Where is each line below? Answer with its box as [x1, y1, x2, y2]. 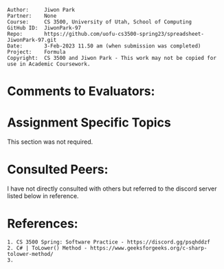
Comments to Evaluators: [7, 83, 155, 99]
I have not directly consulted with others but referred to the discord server [7, 184, 218, 193]
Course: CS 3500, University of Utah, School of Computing [7, 19, 192, 25]
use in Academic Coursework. [7, 61, 91, 67]
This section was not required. [7, 138, 93, 146]
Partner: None [7, 12, 57, 19]
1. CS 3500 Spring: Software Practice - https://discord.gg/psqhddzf [7, 239, 211, 246]
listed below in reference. [7, 192, 79, 200]
